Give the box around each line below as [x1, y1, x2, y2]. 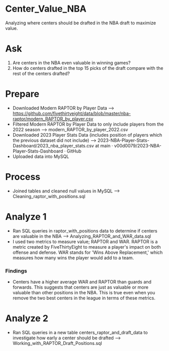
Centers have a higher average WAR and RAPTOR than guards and [12, 279, 152, 285]
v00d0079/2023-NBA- [114, 142, 162, 148]
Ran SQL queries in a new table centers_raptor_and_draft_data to [12, 329, 148, 335]
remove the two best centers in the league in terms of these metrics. [12, 295, 156, 301]
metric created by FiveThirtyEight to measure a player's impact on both [12, 244, 161, 250]
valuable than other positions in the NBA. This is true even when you [12, 289, 155, 295]
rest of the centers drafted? [12, 70, 70, 76]
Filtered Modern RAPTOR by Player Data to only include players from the [12, 121, 164, 127]
